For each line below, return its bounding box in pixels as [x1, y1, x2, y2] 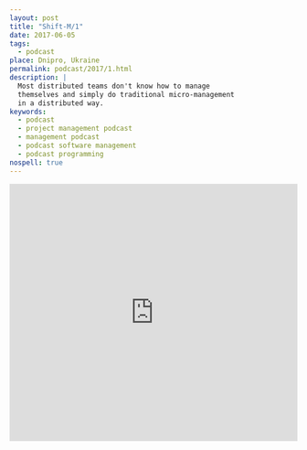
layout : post [9, 13, 59, 23]
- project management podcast [17, 124, 132, 134]
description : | [9, 73, 68, 82]
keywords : [9, 107, 48, 116]
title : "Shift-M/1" [9, 22, 84, 31]
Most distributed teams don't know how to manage [17, 81, 210, 91]
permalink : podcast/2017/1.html [9, 65, 132, 74]
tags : [9, 38, 30, 48]
